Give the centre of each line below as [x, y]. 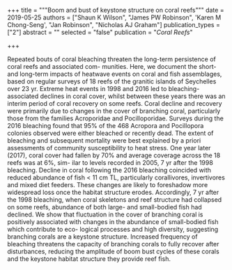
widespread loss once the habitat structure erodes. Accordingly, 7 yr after [113, 192]
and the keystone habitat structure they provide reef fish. [89, 259]
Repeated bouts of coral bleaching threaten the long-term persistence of [111, 59]
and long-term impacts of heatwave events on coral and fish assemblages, [115, 74]
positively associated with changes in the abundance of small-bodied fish [113, 222]
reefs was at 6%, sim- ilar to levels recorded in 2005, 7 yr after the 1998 [110, 162]
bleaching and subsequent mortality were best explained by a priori [104, 141]
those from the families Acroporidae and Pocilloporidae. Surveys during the [116, 118]
